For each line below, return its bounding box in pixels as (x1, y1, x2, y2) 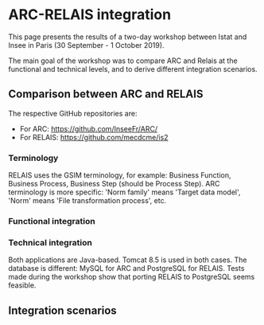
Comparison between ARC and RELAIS (8, 88, 204, 101)
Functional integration (8, 215, 95, 226)
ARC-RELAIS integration (8, 6, 172, 24)
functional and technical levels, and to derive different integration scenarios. (8, 64, 258, 73)
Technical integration (8, 237, 93, 248)
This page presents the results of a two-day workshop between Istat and (8, 32, 247, 41)
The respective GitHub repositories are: (8, 108, 138, 118)
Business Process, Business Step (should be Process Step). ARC (8, 179, 220, 189)
